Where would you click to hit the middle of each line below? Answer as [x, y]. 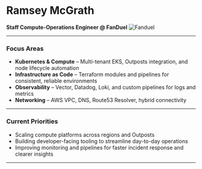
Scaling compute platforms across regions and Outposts [85, 135]
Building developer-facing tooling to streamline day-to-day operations [101, 141]
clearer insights [34, 154]
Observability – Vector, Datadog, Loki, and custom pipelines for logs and [105, 88]
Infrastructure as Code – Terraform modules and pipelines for [92, 75]
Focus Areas [25, 48]
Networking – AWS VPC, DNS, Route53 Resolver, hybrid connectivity [101, 100]
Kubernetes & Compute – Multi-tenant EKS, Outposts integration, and [101, 62]
